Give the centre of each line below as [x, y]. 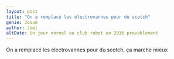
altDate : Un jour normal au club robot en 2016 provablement [82, 33]
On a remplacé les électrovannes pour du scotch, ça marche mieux [87, 50]
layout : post [22, 11]
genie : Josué [22, 22]
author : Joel [22, 28]
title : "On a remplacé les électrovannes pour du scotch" [78, 17]
